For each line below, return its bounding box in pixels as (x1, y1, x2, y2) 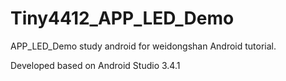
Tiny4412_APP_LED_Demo (10, 7, 235, 30)
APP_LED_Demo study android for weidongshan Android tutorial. (10, 40, 277, 52)
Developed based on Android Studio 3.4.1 (10, 59, 181, 71)
